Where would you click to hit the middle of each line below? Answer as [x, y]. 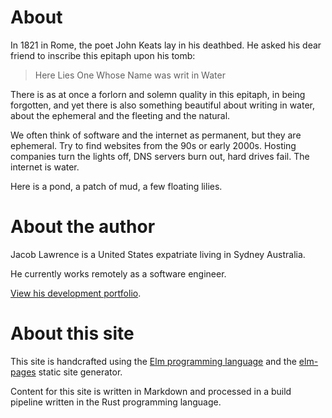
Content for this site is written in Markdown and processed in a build [151, 391]
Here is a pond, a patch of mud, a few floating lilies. [116, 186]
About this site [72, 333]
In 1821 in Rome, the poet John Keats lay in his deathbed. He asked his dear [166, 45]
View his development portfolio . [76, 293]
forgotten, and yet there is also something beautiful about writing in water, [162, 105]
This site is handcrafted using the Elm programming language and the [153, 361]
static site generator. [80, 372]
